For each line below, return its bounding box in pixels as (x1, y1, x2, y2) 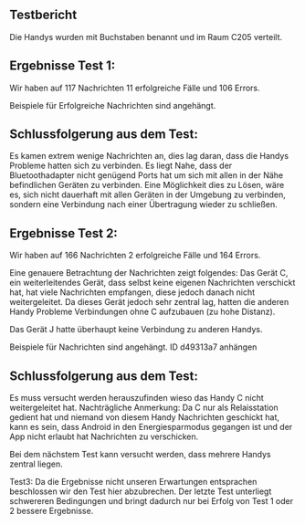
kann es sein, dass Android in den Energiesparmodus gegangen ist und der (9, 422, 293, 433)
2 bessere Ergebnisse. (9, 506, 94, 517)
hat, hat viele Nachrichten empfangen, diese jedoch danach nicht (9, 287, 256, 298)
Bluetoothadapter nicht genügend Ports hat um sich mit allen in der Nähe (9, 170, 284, 181)
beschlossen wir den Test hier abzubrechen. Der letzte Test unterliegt (9, 486, 272, 497)
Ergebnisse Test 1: (9, 58, 116, 74)
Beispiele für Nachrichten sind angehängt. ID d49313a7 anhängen (9, 341, 258, 352)
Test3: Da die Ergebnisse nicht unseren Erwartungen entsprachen (9, 477, 258, 488)
